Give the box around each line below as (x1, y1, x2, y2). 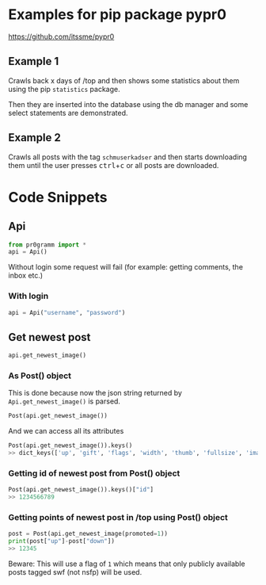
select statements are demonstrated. (8, 108, 128, 117)
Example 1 (8, 55, 59, 68)
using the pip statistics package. (8, 84, 120, 94)
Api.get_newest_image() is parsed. (8, 396, 121, 406)
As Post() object (8, 370, 72, 381)
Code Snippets (8, 188, 108, 206)
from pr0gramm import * (8, 240, 87, 249)
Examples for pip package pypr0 (8, 6, 227, 24)
